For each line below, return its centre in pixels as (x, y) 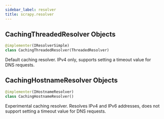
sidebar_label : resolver (31, 10)
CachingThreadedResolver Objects (61, 34)
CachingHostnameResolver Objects (61, 80)
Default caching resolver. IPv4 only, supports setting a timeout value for (78, 60)
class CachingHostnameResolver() (40, 96)
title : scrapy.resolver (30, 14)
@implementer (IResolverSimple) (37, 46)
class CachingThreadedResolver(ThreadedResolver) (57, 50)
